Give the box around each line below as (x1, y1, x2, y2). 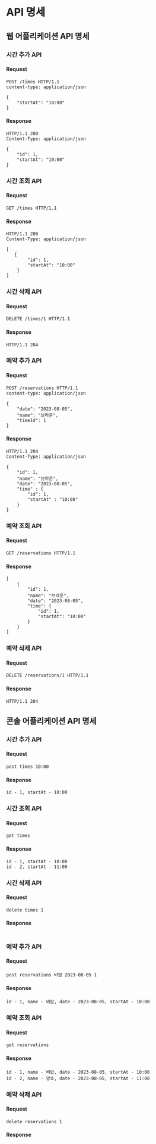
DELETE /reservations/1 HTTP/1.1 (6, 672, 89, 678)
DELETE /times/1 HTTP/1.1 (6, 316, 70, 322)
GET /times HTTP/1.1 (6, 205, 58, 212)
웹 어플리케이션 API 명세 (6, 31, 90, 41)
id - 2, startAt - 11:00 (6, 864, 68, 870)
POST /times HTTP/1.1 (6, 79, 60, 85)
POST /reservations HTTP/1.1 (6, 385, 78, 391)
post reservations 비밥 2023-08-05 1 (6, 972, 97, 978)
